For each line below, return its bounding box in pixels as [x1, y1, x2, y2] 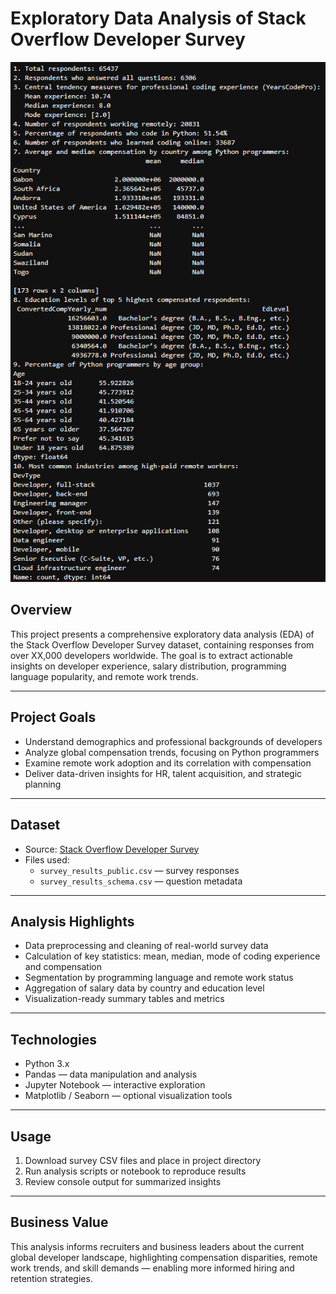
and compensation [24, 961, 102, 973]
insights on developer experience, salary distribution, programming [10, 660, 287, 672]
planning [24, 778, 62, 790]
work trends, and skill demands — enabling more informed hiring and [10, 1262, 295, 1274]
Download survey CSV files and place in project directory [24, 1154, 262, 1166]
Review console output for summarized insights [24, 1175, 222, 1187]
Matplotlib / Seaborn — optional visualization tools [24, 1090, 233, 1102]
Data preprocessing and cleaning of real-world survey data [24, 940, 269, 952]
